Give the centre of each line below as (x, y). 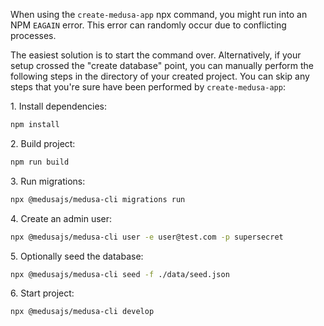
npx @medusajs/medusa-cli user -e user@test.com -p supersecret (147, 237)
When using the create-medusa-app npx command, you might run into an (159, 14)
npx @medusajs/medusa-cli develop (82, 312)
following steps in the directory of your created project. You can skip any (160, 76)
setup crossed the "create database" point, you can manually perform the (162, 65)
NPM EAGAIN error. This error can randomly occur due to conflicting (148, 25)
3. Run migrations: (48, 181)
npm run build (40, 162)
